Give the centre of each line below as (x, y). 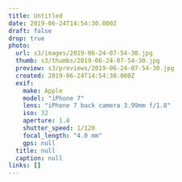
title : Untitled (35, 16)
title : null (36, 151)
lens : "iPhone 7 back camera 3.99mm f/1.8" (97, 105)
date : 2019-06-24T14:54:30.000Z (62, 23)
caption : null (39, 158)
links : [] (25, 166)
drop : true (27, 38)
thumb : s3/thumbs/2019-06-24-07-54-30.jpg (88, 61)
